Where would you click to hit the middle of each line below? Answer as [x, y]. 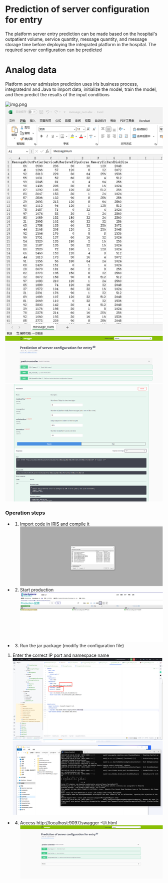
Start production [37, 590]
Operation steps [25, 513]
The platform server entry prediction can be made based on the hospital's [81, 34]
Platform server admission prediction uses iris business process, [72, 84]
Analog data [31, 70]
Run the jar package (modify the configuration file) [72, 646]
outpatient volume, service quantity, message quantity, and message [76, 39]
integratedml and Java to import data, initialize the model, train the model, [81, 89]
